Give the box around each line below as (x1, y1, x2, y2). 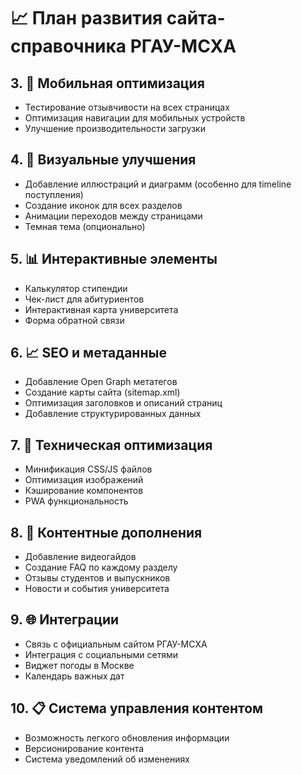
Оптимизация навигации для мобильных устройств (24, 112, 246, 124)
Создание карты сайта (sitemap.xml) (24, 386, 181, 399)
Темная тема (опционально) (24, 220, 146, 232)
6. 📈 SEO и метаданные (10, 345, 167, 362)
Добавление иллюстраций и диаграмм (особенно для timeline (24, 178, 292, 190)
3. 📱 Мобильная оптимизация (10, 75, 205, 92)
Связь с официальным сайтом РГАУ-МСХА (24, 638, 208, 650)
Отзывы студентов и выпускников (24, 572, 171, 584)
